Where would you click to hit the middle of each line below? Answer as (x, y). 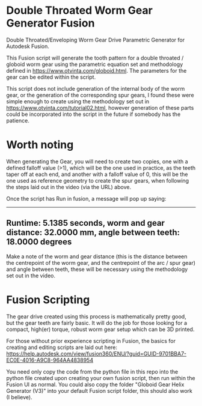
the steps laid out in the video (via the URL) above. (69, 187)
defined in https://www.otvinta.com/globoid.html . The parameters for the (96, 70)
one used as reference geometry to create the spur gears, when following (98, 180)
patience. (18, 120)
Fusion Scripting (48, 299)
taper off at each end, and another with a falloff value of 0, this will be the (97, 174)
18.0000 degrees (39, 242)
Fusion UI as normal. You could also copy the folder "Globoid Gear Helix (95, 384)
